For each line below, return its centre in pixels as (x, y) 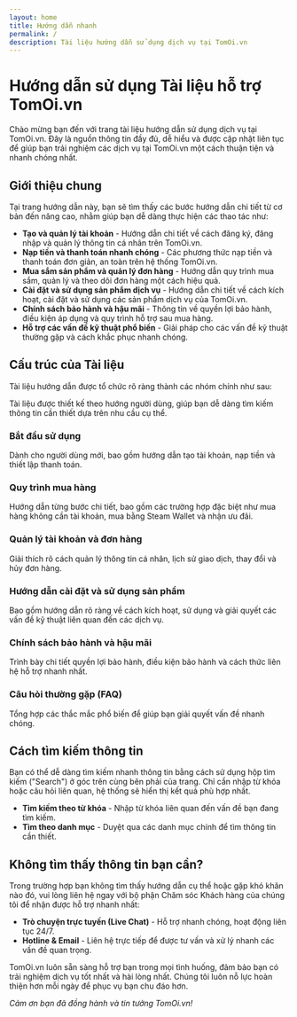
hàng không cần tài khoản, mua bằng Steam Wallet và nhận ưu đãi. (131, 516)
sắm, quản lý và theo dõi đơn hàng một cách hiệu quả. (121, 281)
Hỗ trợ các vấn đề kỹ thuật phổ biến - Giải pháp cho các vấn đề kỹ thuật (155, 328)
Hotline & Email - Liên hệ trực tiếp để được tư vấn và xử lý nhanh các (148, 941)
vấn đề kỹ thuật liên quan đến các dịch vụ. (86, 620)
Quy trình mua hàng (53, 488)
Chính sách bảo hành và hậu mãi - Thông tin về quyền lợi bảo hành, (147, 309)
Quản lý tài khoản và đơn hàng (76, 539)
